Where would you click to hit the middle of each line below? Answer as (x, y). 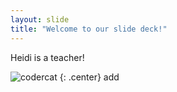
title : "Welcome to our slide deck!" (89, 29)
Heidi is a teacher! (47, 57)
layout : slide (40, 19)
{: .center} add (89, 77)
